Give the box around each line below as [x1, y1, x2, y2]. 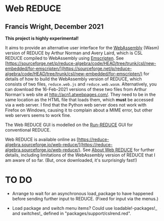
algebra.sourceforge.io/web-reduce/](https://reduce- [5, 142, 113, 147]
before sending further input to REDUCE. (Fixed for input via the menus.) [12, 196, 159, 201]
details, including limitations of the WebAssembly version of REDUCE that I [5, 152, 156, 158]
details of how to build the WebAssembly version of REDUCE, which [5, 76, 142, 82]
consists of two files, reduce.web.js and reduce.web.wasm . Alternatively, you [5, 81, 157, 87]
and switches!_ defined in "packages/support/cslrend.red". [12, 210, 131, 216]
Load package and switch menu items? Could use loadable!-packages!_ [12, 205, 158, 211]
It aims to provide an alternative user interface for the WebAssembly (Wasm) [5, 45, 160, 50]
